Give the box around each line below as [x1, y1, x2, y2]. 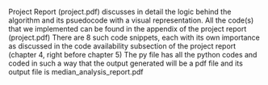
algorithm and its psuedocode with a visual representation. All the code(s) [8, 15, 254, 25]
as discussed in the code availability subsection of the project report [8, 41, 237, 51]
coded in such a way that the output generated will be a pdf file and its [8, 58, 244, 68]
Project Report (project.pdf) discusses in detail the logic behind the [8, 7, 232, 16]
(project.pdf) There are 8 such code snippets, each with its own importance [8, 32, 261, 42]
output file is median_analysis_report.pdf [8, 67, 144, 76]
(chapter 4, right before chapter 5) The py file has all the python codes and [8, 50, 258, 59]
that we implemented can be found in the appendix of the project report [8, 24, 247, 33]
